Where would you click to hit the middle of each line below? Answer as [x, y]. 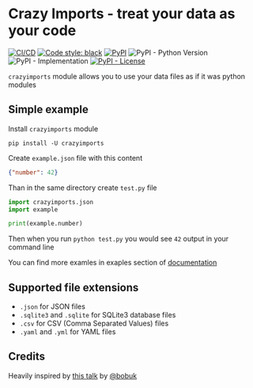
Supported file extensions [74, 287]
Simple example [49, 110]
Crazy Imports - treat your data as [122, 14]
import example [33, 209]
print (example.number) [45, 224]
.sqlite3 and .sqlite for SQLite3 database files [98, 315]
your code [42, 30]
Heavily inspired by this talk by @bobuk [72, 375]
